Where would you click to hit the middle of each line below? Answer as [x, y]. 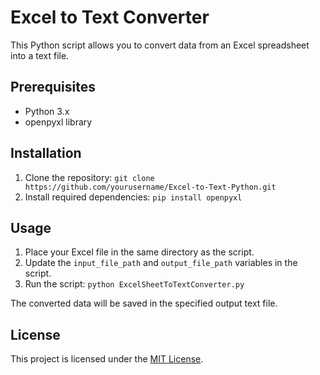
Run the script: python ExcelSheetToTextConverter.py [134, 284]
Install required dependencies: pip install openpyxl [133, 197]
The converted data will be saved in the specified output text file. [144, 303]
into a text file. [40, 55]
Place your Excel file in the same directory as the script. [139, 252]
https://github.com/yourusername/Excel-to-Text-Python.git [150, 187]
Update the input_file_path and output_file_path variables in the [161, 263]
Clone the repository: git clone [89, 177]
